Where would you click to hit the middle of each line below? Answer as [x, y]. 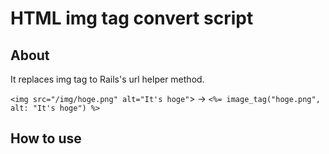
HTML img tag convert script [132, 18]
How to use [46, 138]
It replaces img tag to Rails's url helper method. [107, 79]
